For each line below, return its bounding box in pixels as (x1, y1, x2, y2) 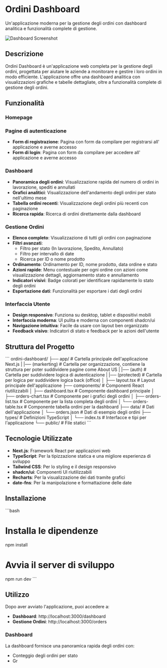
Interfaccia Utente (5, 300, 50, 307)
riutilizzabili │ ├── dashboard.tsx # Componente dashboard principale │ (5, 388, 154, 394)
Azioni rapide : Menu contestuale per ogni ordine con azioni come (12, 266, 148, 273)
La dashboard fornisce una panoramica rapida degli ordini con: (5, 642, 135, 648)
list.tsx (5, 398, 19, 405)
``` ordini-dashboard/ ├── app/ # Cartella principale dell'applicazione (5, 356, 148, 362)
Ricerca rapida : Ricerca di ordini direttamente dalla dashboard (12, 211, 141, 217)
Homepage (5, 114, 32, 121)
